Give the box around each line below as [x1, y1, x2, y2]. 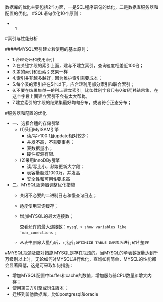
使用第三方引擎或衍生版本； [12, 285, 69, 291]
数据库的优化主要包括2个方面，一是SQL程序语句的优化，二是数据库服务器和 [5, 4, 159, 10]
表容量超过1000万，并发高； [27, 170, 84, 176]
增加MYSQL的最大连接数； [19, 213, 74, 219]
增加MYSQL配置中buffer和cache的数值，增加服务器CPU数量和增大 [12, 272, 148, 278]
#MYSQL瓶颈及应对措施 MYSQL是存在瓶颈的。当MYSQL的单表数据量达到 [5, 250, 154, 256]
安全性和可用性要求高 [27, 176, 70, 181]
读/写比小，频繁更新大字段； [27, 164, 85, 169]
